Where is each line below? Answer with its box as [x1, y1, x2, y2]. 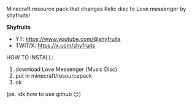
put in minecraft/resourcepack [15, 72, 93, 79]
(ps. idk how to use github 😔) [6, 91, 82, 97]
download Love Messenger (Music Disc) [15, 65, 118, 73]
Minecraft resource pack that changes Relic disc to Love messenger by [6, 6, 186, 12]
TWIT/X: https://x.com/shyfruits [15, 42, 96, 49]
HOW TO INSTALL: [6, 54, 54, 61]
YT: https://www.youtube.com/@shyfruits [15, 35, 121, 42]
